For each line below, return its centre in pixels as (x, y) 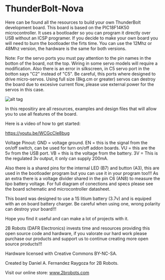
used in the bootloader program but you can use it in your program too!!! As (82, 173)
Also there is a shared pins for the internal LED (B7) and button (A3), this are (82, 168)
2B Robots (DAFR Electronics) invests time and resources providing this (78, 228)
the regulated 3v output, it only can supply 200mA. (57, 158)
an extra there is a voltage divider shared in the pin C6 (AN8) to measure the (82, 178)
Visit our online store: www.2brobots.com (47, 273)
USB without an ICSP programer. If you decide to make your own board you (82, 38)
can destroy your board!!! (31, 209)
